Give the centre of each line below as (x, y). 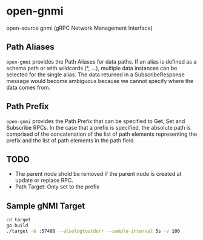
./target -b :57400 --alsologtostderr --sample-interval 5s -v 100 (93, 231)
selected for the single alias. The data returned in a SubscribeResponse (95, 75)
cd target (19, 220)
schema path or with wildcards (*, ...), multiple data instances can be (92, 68)
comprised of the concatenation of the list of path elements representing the (102, 134)
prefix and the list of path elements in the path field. (71, 140)
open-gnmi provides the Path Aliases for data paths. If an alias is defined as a (101, 61)
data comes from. (28, 87)
